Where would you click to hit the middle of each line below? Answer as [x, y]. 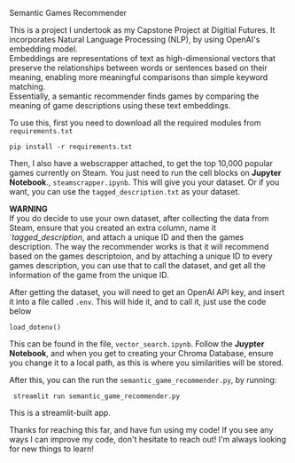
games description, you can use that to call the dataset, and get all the [137, 265]
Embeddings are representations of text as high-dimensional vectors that [143, 58]
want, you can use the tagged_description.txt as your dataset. [125, 192]
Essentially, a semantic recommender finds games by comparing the [134, 96]
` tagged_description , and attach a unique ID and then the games [127, 237]
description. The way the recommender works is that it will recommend [139, 247]
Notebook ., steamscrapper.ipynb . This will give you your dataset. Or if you [144, 182]
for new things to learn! [52, 449]
